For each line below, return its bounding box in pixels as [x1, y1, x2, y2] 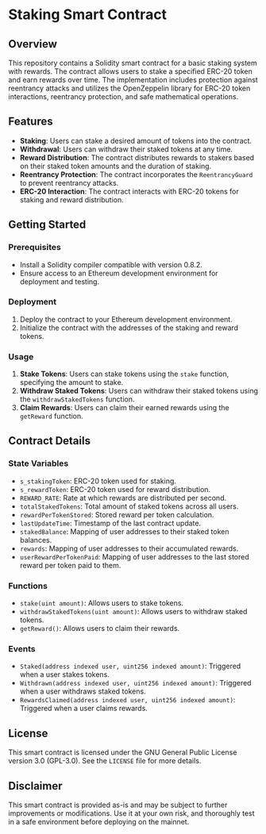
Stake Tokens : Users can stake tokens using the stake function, [19, 369, 229, 379]
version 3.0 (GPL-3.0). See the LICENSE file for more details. [8, 756, 202, 766]
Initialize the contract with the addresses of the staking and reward [19, 323, 239, 332]
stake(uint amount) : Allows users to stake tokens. [19, 598, 184, 608]
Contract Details [8, 434, 91, 448]
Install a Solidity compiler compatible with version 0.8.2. [19, 259, 202, 269]
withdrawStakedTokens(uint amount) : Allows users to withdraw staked [19, 607, 248, 617]
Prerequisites [8, 242, 61, 253]
